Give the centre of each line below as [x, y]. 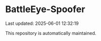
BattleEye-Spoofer [45, 9]
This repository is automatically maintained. [51, 33]
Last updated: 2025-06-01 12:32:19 [42, 23]
